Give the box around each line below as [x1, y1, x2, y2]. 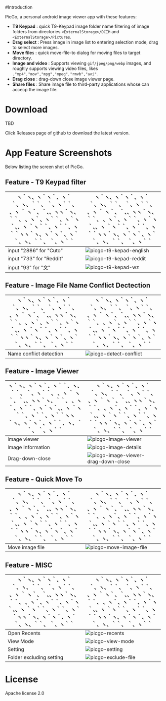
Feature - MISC [5, 561, 53, 569]
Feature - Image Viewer [5, 367, 79, 375]
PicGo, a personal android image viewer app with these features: [5, 14, 137, 19]
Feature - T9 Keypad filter [5, 178, 86, 186]
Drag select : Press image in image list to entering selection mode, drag [12, 39, 159, 45]
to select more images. [12, 45, 59, 50]
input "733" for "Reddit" [7, 255, 64, 262]
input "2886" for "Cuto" [7, 247, 63, 254]
